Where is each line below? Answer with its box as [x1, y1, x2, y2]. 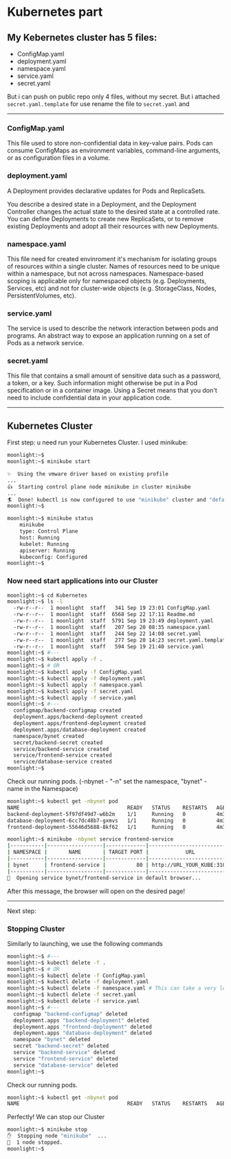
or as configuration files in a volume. [7, 154, 111, 162]
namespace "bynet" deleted [13, 1036, 91, 1043]
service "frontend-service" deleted [13, 1055, 118, 1062]
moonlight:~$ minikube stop [7, 1126, 88, 1134]
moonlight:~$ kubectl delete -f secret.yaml [7, 992, 137, 998]
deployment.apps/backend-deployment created [13, 714, 143, 721]
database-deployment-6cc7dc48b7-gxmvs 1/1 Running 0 [7, 817, 186, 824]
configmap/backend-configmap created [13, 707, 122, 714]
